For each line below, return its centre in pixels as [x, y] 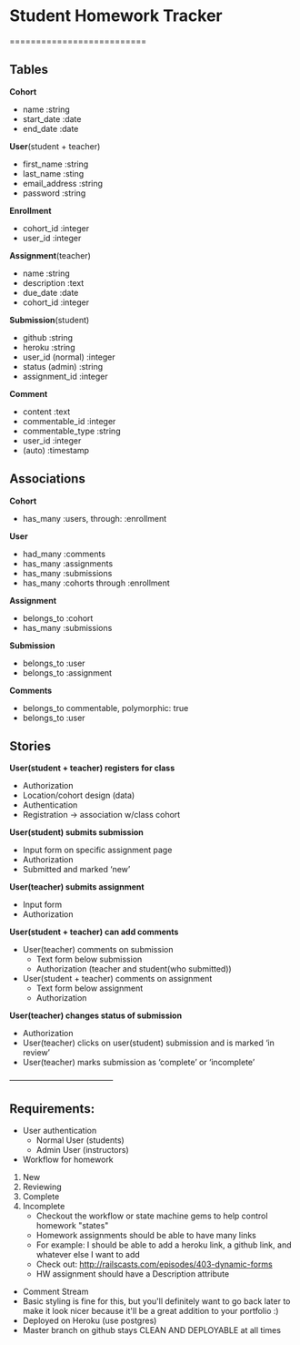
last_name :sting [53, 173]
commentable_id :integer [69, 421]
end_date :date [50, 128]
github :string [48, 337]
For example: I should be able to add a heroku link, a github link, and [164, 1245]
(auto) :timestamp [55, 450]
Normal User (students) [80, 1140]
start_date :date [52, 118]
